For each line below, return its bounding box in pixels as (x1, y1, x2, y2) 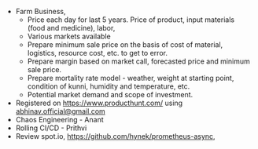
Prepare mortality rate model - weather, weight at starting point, (27, 74, 234, 82)
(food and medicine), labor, (27, 24, 116, 32)
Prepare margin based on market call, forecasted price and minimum (27, 56, 250, 66)
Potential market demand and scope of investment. (27, 90, 193, 99)
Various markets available (27, 31, 112, 41)
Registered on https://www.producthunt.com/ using (15, 98, 183, 107)
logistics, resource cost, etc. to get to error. (27, 49, 168, 57)
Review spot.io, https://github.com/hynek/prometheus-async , (15, 132, 216, 140)
